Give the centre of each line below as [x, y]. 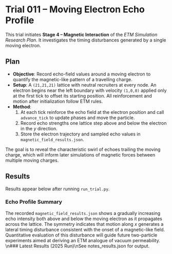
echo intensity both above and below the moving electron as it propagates [84, 219]
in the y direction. [39, 128]
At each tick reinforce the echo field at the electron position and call [92, 112]
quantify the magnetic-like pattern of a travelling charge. [72, 79]
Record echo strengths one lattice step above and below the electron [93, 123]
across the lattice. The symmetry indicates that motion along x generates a [84, 224]
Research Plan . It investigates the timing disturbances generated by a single [86, 40]
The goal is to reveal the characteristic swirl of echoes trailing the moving [83, 149]
